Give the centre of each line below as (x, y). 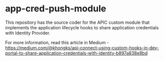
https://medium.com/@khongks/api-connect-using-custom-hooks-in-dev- (82, 48)
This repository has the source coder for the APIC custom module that (77, 22)
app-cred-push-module (56, 9)
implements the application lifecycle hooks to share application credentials (82, 27)
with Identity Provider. (28, 33)
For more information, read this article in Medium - (57, 42)
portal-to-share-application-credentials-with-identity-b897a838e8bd (76, 53)
